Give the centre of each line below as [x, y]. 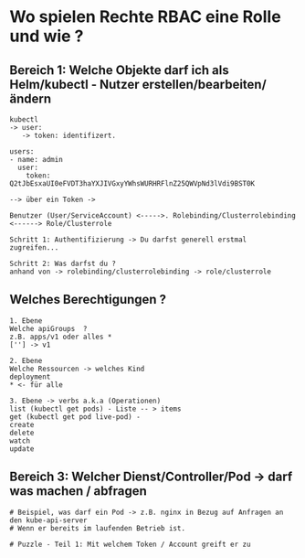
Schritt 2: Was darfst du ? [63, 263]
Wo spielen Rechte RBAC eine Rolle [145, 17]
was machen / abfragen [79, 491]
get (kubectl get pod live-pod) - [75, 417]
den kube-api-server [49, 520]
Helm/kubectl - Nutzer [74, 84]
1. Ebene [26, 321]
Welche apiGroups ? [49, 328]
